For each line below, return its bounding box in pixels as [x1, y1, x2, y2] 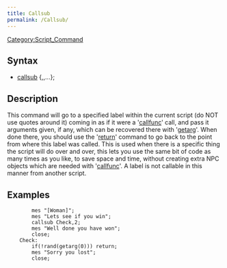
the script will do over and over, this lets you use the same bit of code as [7, 148, 211, 156]
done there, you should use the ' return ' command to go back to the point [7, 133, 213, 141]
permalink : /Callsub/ [7, 16, 69, 23]
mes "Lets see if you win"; [31, 213, 111, 219]
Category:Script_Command [7, 35, 83, 43]
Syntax [7, 55, 38, 66]
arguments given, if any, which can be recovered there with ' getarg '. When [7, 126, 217, 134]
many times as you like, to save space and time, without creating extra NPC [7, 155, 219, 163]
